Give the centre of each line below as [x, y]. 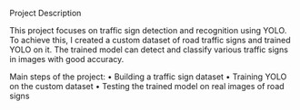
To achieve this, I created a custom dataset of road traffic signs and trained [150, 40]
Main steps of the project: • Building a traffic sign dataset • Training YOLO [148, 77]
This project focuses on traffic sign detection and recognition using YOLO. [148, 30]
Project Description [45, 13]
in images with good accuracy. [67, 59]
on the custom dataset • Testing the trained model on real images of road [147, 86]
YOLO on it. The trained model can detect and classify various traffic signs [149, 50]
